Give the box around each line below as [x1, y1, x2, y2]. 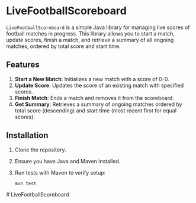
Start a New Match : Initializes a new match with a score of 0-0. [14, 75, 170, 82]
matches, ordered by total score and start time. [6, 43, 121, 50]
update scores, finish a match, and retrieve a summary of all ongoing [6, 36, 174, 43]
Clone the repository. [14, 146, 66, 153]
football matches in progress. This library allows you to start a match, [6, 30, 175, 37]
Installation [6, 130, 49, 140]
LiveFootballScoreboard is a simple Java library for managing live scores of [6, 24, 190, 31]
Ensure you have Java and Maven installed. [14, 157, 121, 165]
